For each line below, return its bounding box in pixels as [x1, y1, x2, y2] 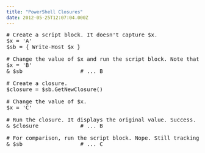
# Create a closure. [6, 80, 68, 87]
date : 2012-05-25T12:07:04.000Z [6, 15, 88, 21]
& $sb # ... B [6, 67, 103, 75]
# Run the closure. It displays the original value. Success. [6, 116, 196, 123]
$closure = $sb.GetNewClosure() [6, 86, 103, 93]
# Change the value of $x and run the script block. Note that [6, 55, 200, 63]
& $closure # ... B [6, 122, 103, 129]
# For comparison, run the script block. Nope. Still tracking [6, 134, 200, 141]
